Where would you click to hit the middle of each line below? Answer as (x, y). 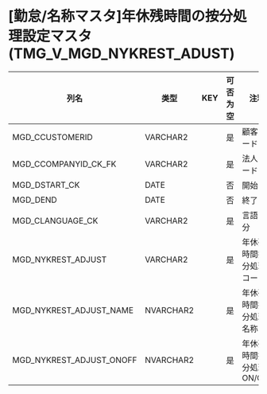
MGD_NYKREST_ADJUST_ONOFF (75, 360)
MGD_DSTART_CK (46, 185)
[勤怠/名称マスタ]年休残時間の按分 (120, 16)
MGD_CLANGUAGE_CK (55, 220)
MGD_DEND (35, 200)
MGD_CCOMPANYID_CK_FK (64, 164)
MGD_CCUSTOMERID (52, 137)
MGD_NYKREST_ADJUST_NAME (73, 310)
